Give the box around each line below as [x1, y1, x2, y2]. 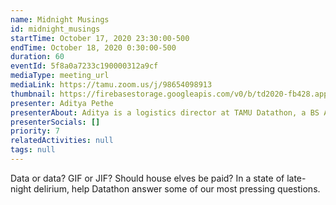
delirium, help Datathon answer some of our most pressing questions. [33, 182, 321, 195]
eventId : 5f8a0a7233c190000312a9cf [10, 61, 159, 71]
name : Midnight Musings [10, 14, 110, 25]
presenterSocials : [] [10, 117, 101, 127]
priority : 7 [10, 126, 60, 136]
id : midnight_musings [10, 24, 101, 34]
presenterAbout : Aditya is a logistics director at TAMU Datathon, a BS [10, 107, 320, 118]
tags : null [10, 145, 56, 155]
